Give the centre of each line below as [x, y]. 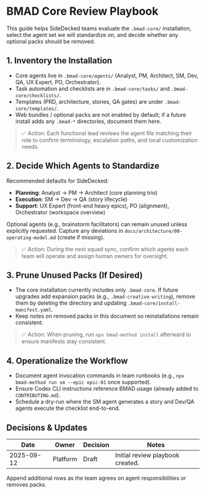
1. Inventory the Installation [59, 61]
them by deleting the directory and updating [71, 303]
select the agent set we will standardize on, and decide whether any [93, 34]
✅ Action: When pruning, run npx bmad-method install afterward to [106, 335]
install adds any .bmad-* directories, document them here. [88, 121]
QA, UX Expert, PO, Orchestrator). [58, 82]
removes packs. [27, 484]
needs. [30, 146]
